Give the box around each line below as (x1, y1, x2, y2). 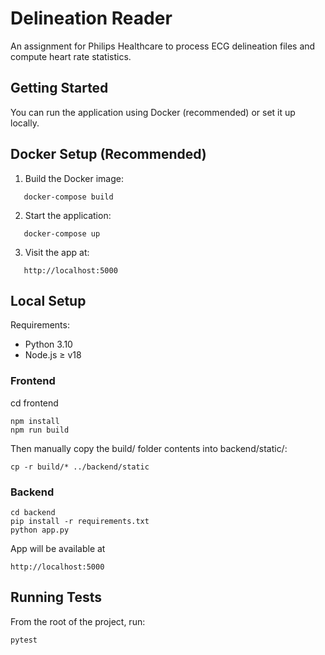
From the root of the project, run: (10, 615, 146, 627)
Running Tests (10, 589, 102, 606)
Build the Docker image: (24, 172, 125, 184)
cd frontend (10, 397, 59, 409)
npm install (10, 416, 60, 426)
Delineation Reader (10, 7, 173, 30)
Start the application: (24, 209, 112, 221)
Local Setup (10, 292, 87, 309)
